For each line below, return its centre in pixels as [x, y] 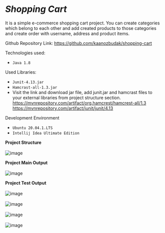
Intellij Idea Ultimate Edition [46, 133]
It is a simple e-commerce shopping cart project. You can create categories [82, 23]
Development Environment [32, 117]
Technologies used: [25, 53]
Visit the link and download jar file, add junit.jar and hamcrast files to [82, 92]
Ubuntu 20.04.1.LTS [33, 128]
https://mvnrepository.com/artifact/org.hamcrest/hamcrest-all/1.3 [79, 103]
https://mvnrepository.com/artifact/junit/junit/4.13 [63, 108]
